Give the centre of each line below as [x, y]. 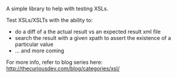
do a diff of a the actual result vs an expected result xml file [88, 32]
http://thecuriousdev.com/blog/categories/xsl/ [63, 68]
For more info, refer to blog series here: [55, 62]
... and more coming [39, 51]
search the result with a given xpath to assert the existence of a [93, 38]
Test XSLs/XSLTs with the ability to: [49, 20]
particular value [34, 44]
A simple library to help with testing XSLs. [57, 9]
